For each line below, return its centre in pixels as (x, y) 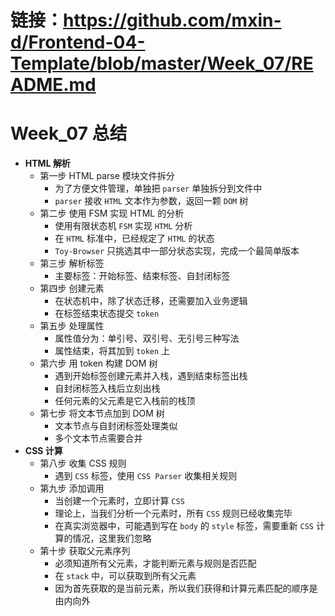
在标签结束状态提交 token (107, 313)
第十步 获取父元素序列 (85, 551)
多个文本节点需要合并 (98, 438)
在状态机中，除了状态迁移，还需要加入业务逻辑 (151, 301)
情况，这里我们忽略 (112, 538)
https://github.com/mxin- (172, 20)
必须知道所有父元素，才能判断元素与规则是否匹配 (155, 563)
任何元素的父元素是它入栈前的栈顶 (125, 401)
